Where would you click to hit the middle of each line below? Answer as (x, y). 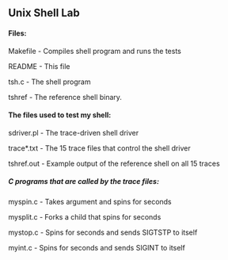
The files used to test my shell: (60, 115)
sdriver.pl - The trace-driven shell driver (74, 132)
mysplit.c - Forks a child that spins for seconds (85, 216)
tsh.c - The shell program (49, 82)
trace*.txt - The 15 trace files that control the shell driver (100, 148)
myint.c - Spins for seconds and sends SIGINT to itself (97, 247)
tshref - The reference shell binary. (65, 97)
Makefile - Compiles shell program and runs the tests (95, 51)
